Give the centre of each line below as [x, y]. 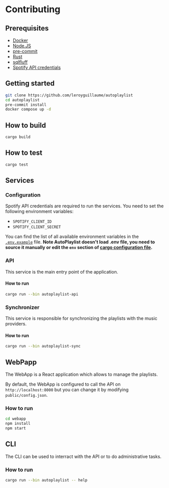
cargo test [17, 165]
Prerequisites [27, 28]
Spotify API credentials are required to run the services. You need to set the [84, 206]
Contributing [33, 9]
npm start [16, 428]
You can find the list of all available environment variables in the [72, 237]
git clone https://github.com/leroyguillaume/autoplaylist [69, 95]
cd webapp [16, 419]
